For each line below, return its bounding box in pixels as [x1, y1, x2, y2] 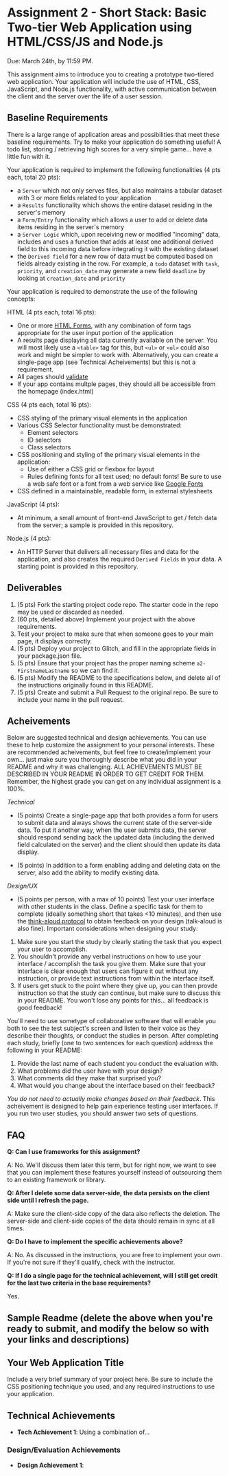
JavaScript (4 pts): [7, 500, 60, 509]
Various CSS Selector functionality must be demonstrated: [16, 421, 182, 429]
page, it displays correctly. [16, 637, 93, 645]
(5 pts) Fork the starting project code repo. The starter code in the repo [16, 600, 219, 608]
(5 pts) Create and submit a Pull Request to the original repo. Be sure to [16, 688, 219, 696]
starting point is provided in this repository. [16, 562, 138, 570]
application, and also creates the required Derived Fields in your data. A [16, 555, 222, 563]
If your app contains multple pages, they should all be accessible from [16, 380, 216, 388]
